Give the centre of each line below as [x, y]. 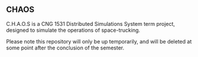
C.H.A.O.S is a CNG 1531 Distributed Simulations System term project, [91, 24]
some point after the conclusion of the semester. [65, 48]
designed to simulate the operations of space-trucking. [73, 30]
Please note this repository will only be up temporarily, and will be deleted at [99, 41]
